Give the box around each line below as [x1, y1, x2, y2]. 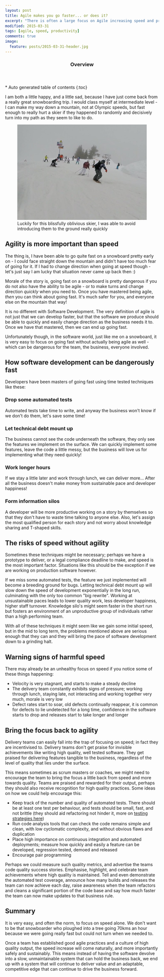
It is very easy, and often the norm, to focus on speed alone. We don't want [5, 920, 157, 926]
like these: [5, 384, 26, 390]
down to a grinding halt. [5, 638, 53, 645]
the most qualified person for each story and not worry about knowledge [5, 519, 151, 525]
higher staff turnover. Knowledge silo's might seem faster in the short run [5, 603, 152, 609]
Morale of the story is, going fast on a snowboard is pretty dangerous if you [5, 278, 157, 284]
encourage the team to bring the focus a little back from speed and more [5, 774, 151, 780]
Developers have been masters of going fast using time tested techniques [5, 379, 154, 385]
